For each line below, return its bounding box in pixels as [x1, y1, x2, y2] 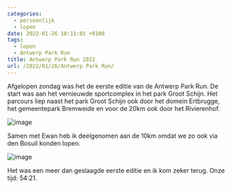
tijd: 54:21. [7, 174, 37, 182]
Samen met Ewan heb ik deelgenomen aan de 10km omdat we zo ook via [7, 131, 218, 140]
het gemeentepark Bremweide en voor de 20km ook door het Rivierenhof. [7, 104, 221, 112]
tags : [7, 37, 23, 44]
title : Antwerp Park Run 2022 [7, 56, 96, 63]
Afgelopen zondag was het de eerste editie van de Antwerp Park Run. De [7, 82, 219, 90]
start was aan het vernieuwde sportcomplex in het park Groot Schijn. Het [7, 89, 218, 98]
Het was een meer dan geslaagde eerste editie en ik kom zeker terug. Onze [7, 166, 226, 174]
